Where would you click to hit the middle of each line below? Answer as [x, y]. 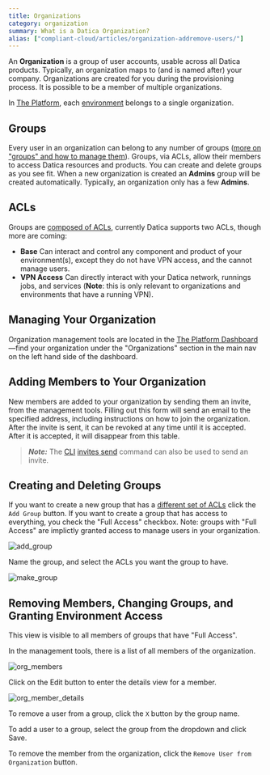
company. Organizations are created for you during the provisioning [121, 78]
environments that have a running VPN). [86, 294]
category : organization [49, 23]
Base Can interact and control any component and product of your [131, 251]
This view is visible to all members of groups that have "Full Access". [123, 635]
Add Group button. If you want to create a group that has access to [118, 514]
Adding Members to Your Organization [107, 382]
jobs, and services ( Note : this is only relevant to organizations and [130, 286]
